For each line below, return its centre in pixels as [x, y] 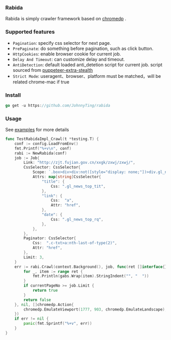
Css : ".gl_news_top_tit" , [78, 186]
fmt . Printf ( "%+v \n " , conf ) [43, 148]
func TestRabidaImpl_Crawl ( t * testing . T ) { [52, 139]
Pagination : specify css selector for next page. [62, 43]
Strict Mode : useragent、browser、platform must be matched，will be [87, 76]
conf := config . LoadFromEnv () [47, 144]
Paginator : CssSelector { [50, 238]
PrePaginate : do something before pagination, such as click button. [83, 48]
